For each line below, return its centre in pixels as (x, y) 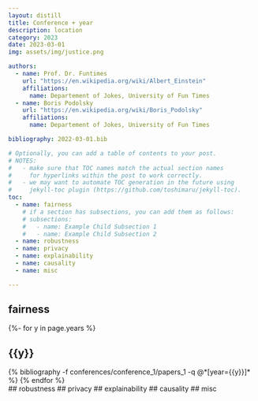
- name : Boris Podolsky (54, 103)
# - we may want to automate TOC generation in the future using (122, 183)
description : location (45, 30)
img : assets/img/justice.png (56, 52)
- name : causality (46, 263)
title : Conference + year (50, 23)
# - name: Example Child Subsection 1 (90, 226)
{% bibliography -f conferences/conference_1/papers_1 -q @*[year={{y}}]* (129, 372)
